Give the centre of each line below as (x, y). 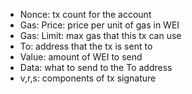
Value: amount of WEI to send (81, 57)
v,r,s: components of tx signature (88, 78)
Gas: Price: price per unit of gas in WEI (99, 25)
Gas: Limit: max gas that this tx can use (100, 35)
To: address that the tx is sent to (86, 46)
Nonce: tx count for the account (85, 14)
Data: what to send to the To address (96, 67)
